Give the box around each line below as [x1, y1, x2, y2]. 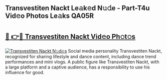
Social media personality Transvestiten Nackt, [68, 48, 162, 54]
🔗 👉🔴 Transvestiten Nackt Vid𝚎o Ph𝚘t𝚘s [5, 32, 136, 41]
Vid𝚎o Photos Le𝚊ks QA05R [5, 12, 94, 20]
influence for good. [5, 70, 45, 75]
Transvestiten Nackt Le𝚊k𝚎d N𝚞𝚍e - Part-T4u [5, 4, 150, 12]
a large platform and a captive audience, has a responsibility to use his [5, 64, 150, 70]
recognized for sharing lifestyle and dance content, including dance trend [5, 54, 156, 59]
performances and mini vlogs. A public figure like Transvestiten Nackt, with [5, 59, 160, 65]
